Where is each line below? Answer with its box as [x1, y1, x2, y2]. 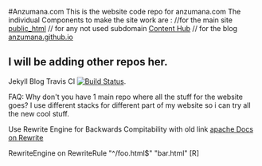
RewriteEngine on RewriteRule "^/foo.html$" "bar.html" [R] [8, 148, 199, 158]
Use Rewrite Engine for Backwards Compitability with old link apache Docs [8, 124, 253, 134]
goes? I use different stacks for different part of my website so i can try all [8, 100, 251, 110]
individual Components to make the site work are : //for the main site [8, 15, 233, 25]
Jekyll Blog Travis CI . [8, 76, 127, 86]
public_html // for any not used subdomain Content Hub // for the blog [8, 24, 237, 33]
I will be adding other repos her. [8, 55, 169, 69]
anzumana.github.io [8, 32, 73, 41]
